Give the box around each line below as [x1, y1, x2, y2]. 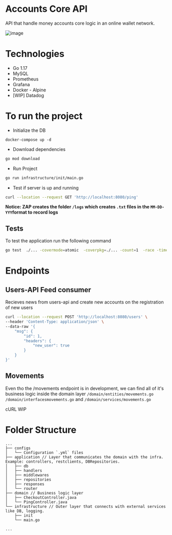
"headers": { [24, 338, 52, 343]
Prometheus [12, 75, 39, 82]
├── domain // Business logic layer [5, 490, 83, 495]
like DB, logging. [5, 508, 45, 513]
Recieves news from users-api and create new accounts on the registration [5, 299, 164, 305]
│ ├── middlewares [5, 472, 50, 477]
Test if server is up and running [12, 184, 79, 190]
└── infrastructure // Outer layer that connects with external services [5, 504, 166, 509]
